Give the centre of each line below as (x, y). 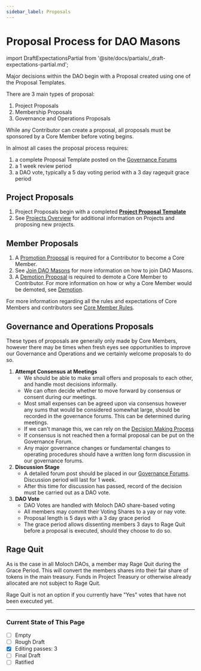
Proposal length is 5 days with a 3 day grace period (87, 518)
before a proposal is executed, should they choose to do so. (98, 531)
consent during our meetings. (60, 397)
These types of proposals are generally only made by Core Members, (92, 341)
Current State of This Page (45, 622)
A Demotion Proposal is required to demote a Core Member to (91, 277)
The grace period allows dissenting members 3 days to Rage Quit (104, 524)
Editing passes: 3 (36, 649)
